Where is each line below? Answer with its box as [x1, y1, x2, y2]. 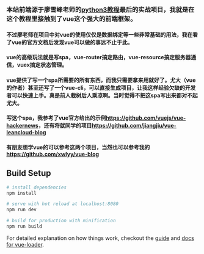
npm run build [6, 223, 43, 230]
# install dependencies [6, 184, 67, 191]
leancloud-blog [6, 129, 46, 136]
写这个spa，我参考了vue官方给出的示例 [6, 114, 106, 122]
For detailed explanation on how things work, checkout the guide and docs [6, 234, 194, 242]
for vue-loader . [6, 241, 45, 248]
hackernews [6, 122, 38, 129]
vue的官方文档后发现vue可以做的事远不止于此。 [11, 38, 133, 46]
